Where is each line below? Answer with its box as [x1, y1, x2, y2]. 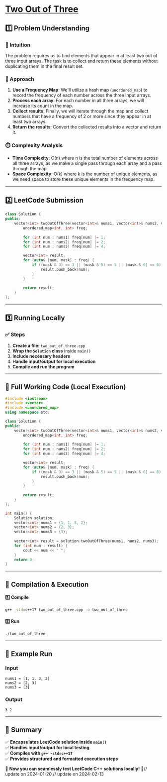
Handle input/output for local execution [12, 358, 96, 364]
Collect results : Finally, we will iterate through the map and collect [12, 108, 149, 114]
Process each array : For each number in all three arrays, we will [12, 98, 144, 104]
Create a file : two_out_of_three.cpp [12, 342, 85, 348]
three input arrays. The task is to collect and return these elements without [5, 58, 158, 64]
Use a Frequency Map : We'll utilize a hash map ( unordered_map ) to [12, 87, 148, 93]
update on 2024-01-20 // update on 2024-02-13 [5, 771, 104, 777]
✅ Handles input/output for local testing [5, 744, 89, 750]
